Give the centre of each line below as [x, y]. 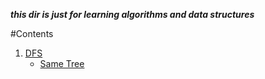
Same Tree [62, 63]
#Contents [32, 33]
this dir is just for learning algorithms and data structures [132, 14]
